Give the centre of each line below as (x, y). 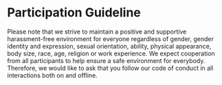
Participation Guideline (74, 13)
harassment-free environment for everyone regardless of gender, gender (111, 38)
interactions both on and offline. (52, 75)
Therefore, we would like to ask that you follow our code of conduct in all (110, 68)
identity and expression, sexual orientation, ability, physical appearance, (109, 46)
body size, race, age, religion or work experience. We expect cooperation (111, 53)
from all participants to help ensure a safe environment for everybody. (106, 60)
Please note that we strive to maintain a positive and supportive (97, 32)
